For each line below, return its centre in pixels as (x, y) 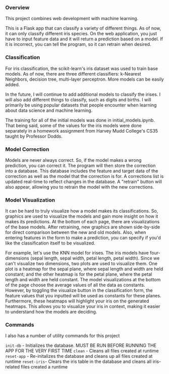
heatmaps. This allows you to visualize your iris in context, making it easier (83, 306)
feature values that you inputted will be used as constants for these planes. (83, 296)
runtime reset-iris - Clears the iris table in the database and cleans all (78, 361)
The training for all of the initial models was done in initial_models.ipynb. (80, 120)
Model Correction (27, 149)
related (13, 367)
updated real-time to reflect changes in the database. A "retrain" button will (84, 181)
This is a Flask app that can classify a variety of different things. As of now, (83, 28)
